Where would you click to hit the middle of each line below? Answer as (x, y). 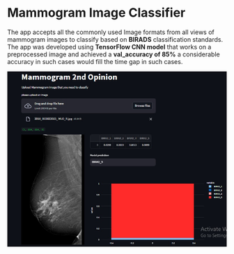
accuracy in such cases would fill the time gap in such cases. (95, 61)
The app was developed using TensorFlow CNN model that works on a (109, 47)
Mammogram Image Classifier (96, 13)
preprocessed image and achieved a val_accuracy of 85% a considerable (114, 54)
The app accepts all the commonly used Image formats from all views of (111, 32)
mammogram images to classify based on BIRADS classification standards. (115, 39)
